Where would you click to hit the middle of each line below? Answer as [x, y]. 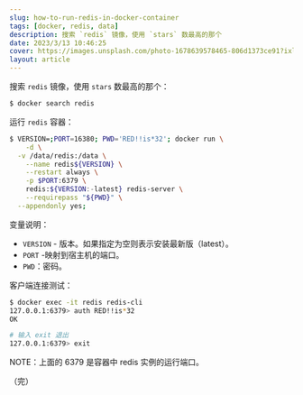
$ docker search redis [52, 104]
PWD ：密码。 [45, 266]
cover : [22, 51]
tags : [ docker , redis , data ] [64, 26]
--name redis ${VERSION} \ [74, 164]
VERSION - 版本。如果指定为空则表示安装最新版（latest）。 [128, 243]
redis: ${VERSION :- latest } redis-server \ [104, 189]
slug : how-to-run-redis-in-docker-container [94, 18]
